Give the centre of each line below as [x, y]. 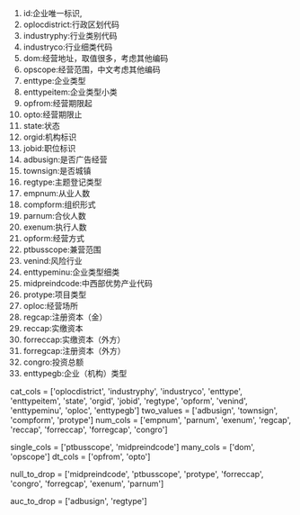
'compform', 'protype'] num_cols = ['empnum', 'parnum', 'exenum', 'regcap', [150, 420]
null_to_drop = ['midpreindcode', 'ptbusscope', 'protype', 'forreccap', [137, 474]
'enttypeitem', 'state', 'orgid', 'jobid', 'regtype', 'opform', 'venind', [129, 401]
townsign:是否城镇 [57, 171]
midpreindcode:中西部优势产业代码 [88, 283]
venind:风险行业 [53, 261]
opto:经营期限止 [53, 114]
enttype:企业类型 [54, 81]
